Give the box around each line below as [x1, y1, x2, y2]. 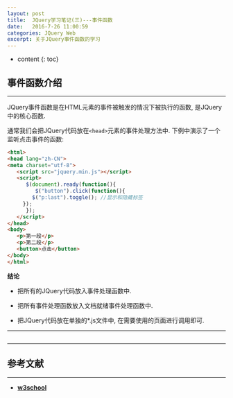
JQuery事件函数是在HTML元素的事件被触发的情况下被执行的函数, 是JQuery [7, 103, 222, 111]
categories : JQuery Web [7, 29, 76, 37]
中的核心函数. [7, 112, 46, 120]
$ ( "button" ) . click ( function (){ [35, 188, 126, 195]
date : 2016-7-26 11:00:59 [7, 23, 89, 30]
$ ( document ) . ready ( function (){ [25, 181, 116, 188]
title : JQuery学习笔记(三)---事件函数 [7, 17, 113, 24]
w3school [17, 383, 47, 392]
